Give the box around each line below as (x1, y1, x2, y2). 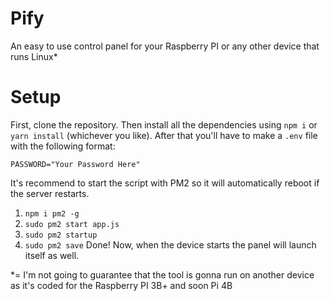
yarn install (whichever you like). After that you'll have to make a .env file (10, 129, 318, 141)
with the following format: (10, 140, 116, 152)
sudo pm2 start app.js (24, 219, 120, 229)
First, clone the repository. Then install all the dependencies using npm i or (10, 118, 318, 131)
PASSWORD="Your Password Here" (10, 159, 141, 169)
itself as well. (24, 249, 80, 261)
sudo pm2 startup (24, 230, 98, 240)
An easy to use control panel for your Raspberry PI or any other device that (10, 40, 320, 52)
